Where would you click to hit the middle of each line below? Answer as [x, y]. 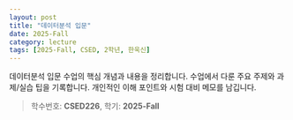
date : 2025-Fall [39, 34]
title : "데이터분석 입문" [50, 26]
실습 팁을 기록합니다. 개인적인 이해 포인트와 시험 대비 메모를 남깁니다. [138, 87]
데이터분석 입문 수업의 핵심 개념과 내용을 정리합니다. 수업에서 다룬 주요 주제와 [142, 77]
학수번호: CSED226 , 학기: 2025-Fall [95, 106]
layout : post [33, 17]
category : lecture [43, 42]
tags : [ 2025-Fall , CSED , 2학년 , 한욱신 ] [80, 50]
